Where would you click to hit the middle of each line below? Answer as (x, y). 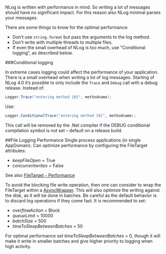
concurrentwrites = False (38, 166)
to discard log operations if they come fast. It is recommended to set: (76, 200)
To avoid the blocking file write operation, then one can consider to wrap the (83, 185)
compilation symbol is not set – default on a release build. (64, 130)
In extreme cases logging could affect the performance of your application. (82, 72)
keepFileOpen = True (34, 160)
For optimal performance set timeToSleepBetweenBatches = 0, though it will (83, 236)
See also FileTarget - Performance (40, 175)
